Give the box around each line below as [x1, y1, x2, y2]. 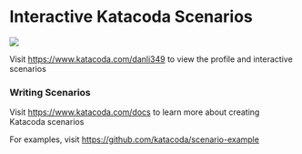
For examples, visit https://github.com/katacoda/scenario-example [9, 134, 259, 145]
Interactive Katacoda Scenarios [9, 6, 253, 27]
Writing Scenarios [9, 86, 91, 98]
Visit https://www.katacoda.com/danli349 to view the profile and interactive [9, 53, 293, 65]
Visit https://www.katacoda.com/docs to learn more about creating [9, 107, 260, 118]
